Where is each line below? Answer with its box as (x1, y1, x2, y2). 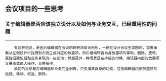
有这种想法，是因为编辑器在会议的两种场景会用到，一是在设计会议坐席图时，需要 (14, 45, 154, 50)
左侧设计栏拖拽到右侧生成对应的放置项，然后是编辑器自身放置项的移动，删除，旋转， (12, 50, 160, 55)
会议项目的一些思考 (5, 4, 64, 13)
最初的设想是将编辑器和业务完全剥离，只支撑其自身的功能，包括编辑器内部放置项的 (14, 66, 158, 71)
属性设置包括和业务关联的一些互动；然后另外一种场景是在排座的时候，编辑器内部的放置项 (5, 56, 160, 61)
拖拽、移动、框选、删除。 (5, 71, 49, 77)
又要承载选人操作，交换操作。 (5, 61, 57, 66)
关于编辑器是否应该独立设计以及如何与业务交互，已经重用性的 (5, 21, 152, 28)
